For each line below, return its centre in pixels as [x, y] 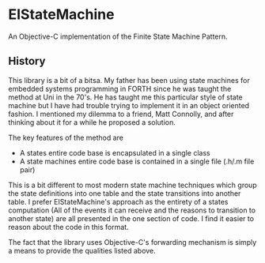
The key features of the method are [66, 137]
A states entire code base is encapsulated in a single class [115, 152]
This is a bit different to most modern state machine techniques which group [132, 185]
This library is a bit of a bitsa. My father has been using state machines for [129, 80]
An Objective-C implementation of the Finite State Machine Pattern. [118, 36]
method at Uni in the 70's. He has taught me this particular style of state [125, 97]
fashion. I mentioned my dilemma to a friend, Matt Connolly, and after [121, 114]
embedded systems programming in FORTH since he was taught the [120, 88]
